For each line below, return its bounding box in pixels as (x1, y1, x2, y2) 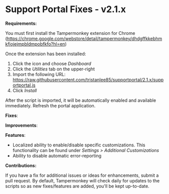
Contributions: (5, 162, 37, 168)
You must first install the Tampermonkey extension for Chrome (5, 30, 135, 36)
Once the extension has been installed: (5, 51, 86, 57)
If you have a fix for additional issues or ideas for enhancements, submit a (5, 172, 159, 178)
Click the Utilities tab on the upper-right (12, 66, 95, 72)
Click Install (12, 87, 37, 93)
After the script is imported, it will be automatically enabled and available (5, 97, 156, 103)
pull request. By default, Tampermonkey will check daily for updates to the (5, 177, 160, 183)
